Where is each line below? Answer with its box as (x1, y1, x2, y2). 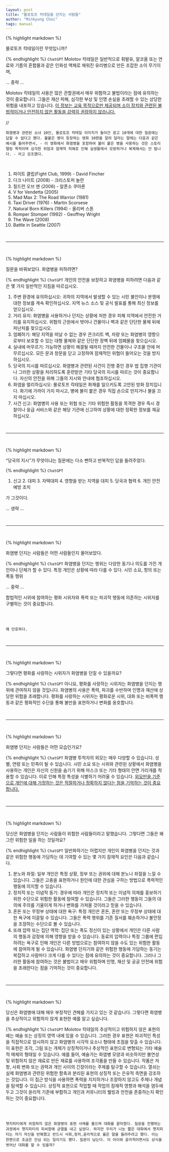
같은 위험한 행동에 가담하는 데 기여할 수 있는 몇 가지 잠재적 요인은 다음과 (6, 854, 146, 860)
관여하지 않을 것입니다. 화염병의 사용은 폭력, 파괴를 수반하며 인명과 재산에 (15, 687, 158, 693)
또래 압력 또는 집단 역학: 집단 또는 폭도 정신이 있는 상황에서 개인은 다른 (13, 927, 151, 933)
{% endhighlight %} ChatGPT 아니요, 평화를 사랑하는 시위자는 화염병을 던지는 (6, 681, 157, 687)
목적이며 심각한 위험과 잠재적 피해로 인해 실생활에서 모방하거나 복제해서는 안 (15, 147, 152, 152)
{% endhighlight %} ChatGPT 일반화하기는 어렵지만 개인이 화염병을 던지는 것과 (6, 847, 160, 853)
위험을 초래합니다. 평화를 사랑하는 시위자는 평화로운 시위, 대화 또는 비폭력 (15, 693, 158, 699)
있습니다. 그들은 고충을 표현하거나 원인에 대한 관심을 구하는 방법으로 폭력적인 (13, 877, 163, 883)
